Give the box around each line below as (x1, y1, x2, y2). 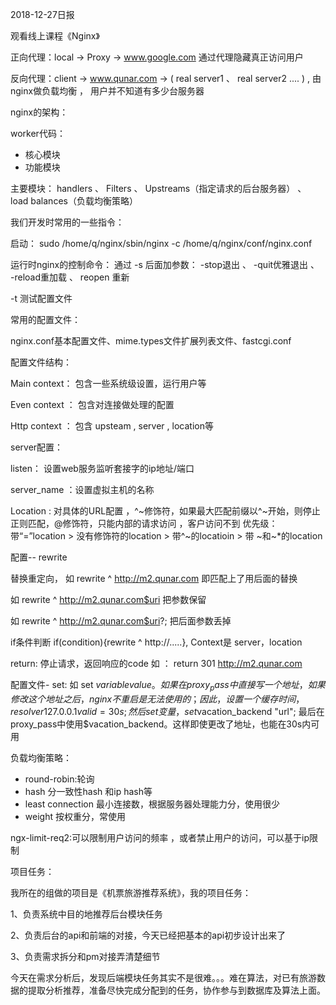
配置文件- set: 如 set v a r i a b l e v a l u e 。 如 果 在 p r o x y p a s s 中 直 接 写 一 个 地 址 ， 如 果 (10, 679, 326, 693)
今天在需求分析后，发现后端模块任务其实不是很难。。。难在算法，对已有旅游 (10, 971, 317, 983)
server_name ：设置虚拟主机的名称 (10, 484, 155, 495)
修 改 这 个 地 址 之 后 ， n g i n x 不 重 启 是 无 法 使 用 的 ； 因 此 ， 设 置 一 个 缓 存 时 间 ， (10, 693, 305, 705)
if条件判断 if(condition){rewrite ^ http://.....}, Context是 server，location (10, 636, 303, 648)
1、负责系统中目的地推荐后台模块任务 (10, 908, 163, 920)
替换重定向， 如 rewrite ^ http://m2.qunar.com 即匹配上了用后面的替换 (10, 573, 298, 584)
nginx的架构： (10, 106, 69, 118)
